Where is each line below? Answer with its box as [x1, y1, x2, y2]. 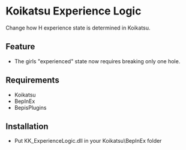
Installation [5, 121, 49, 131]
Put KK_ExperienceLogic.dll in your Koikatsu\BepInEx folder [14, 137, 162, 145]
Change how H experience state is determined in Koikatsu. [5, 24, 151, 31]
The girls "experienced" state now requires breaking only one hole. [14, 57, 181, 64]
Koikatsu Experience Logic [5, 4, 142, 18]
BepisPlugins [14, 104, 47, 111]
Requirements [5, 75, 59, 86]
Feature [5, 42, 35, 52]
